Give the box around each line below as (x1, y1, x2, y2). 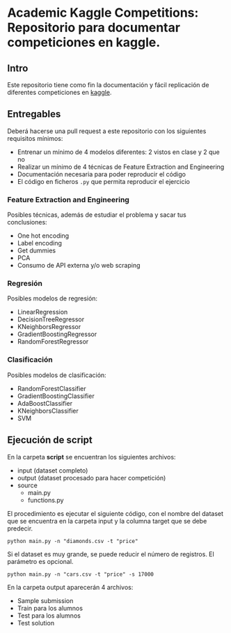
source (17, 481, 38, 489)
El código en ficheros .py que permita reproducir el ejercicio (17, 177, 190, 185)
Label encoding (17, 239, 63, 247)
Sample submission (17, 596, 74, 604)
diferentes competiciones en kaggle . (7, 89, 112, 96)
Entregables (7, 108, 61, 120)
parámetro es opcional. (7, 557, 74, 565)
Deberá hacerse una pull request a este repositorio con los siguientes (7, 127, 207, 135)
